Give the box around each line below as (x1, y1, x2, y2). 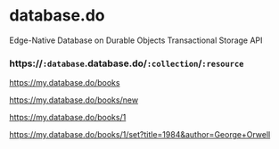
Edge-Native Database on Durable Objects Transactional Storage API (9, 35, 263, 46)
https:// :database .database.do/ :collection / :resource (9, 57, 244, 70)
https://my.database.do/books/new (9, 95, 139, 105)
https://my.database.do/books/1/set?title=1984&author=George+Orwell (9, 129, 271, 140)
